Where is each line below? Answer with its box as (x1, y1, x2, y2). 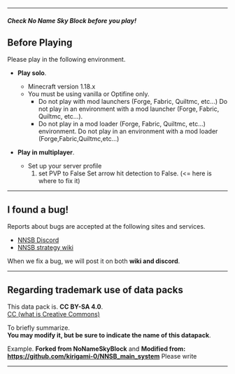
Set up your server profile (27, 162, 102, 171)
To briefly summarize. (7, 323, 70, 332)
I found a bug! (7, 203, 69, 215)
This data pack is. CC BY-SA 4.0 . (7, 302, 104, 311)
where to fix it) (38, 177, 80, 185)
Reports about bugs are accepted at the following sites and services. (7, 222, 206, 231)
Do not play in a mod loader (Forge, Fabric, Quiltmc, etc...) (38, 120, 206, 128)
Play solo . (17, 69, 47, 77)
